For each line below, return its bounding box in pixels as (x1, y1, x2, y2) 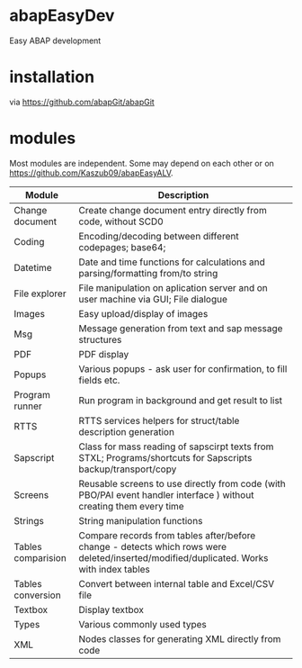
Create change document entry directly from (78, 203, 267, 216)
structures (78, 333, 122, 346)
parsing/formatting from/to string (78, 266, 218, 279)
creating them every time (78, 500, 184, 512)
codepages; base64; (78, 240, 166, 253)
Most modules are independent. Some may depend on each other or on (9, 158, 274, 168)
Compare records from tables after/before (78, 528, 256, 541)
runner (13, 400, 42, 412)
